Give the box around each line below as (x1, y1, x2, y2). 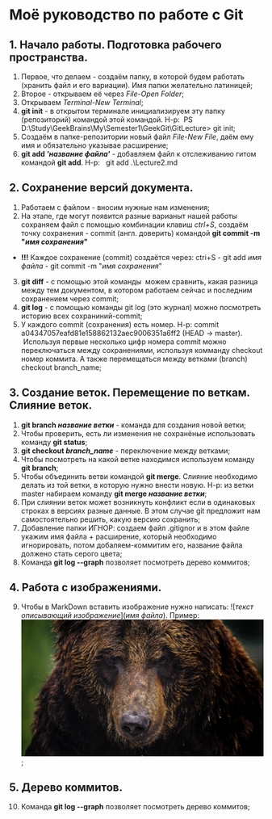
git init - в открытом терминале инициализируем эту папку (20, 107, 225, 115)
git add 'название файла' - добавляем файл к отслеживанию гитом (20, 149, 257, 158)
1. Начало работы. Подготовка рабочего (9, 38, 222, 52)
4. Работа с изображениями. (9, 581, 162, 594)
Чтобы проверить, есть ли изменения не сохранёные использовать (20, 428, 256, 438)
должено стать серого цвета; (20, 548, 123, 558)
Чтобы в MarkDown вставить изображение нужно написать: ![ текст (20, 602, 254, 611)
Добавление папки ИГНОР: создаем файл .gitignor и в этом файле (20, 523, 249, 532)
